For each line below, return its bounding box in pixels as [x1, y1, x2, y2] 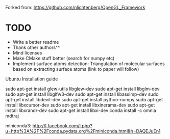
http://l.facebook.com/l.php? [32, 122, 93, 129]
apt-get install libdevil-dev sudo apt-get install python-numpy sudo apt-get [5, 96, 163, 102]
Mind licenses [12, 49, 42, 55]
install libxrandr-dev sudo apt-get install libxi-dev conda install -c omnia [5, 107, 157, 114]
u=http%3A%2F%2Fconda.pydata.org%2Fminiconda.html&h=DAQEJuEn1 [5, 128, 161, 134]
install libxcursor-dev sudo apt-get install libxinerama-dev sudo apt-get [5, 102, 155, 108]
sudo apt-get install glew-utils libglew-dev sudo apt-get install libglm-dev [5, 86, 160, 92]
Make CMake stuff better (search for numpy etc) [12, 55, 115, 61]
